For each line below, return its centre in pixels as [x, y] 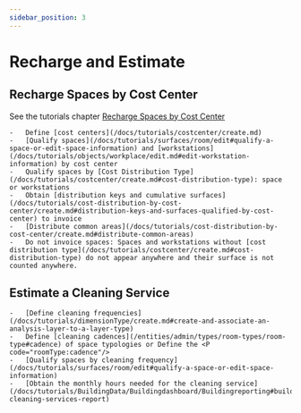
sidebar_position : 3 [48, 17]
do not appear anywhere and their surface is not [180, 257]
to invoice [62, 219]
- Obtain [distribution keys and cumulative [98, 195]
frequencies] [118, 314]
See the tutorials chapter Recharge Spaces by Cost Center [117, 116]
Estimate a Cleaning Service [90, 293]
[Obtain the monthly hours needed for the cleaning [124, 384]
